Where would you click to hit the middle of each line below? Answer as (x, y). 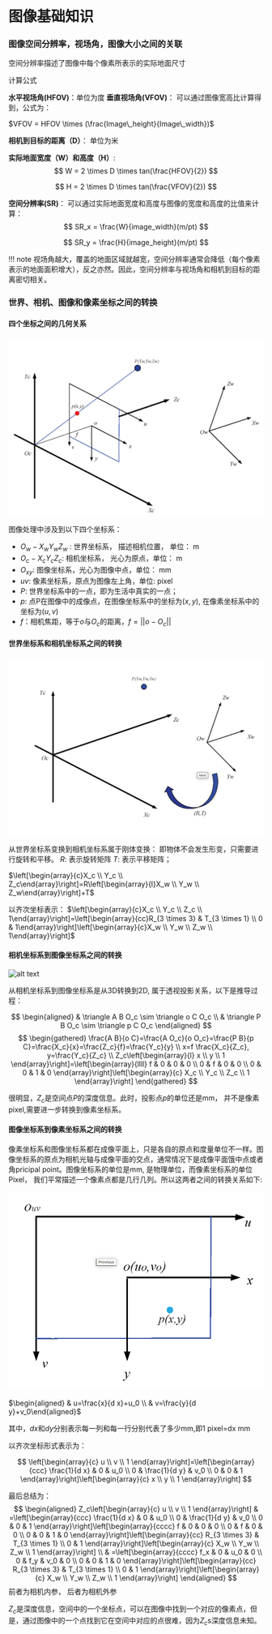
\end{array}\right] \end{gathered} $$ (136, 1081)
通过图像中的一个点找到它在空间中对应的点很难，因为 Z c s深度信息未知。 (142, 1621)
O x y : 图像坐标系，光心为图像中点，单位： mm (96, 570)
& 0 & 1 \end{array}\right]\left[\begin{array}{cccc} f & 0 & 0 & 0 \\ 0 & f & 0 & (136, 1526)
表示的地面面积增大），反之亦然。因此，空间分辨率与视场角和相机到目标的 (131, 269)
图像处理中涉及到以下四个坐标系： (65, 530)
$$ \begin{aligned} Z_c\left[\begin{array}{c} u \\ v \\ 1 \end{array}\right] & (136, 1509)
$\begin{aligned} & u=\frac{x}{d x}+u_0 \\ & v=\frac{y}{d (102, 1403)
